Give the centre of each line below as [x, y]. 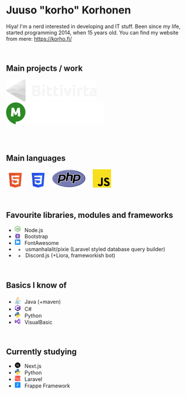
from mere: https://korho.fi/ [39, 39]
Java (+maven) [43, 302]
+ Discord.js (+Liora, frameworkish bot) [66, 255]
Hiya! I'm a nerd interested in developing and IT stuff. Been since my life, [93, 26]
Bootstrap [36, 237]
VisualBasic [38, 322]
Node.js [34, 230]
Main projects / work [44, 69]
